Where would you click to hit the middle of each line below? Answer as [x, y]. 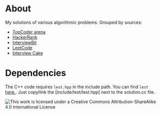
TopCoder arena [29, 32]
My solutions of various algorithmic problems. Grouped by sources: [74, 22]
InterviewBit [24, 42]
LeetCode [22, 48]
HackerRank [25, 37]
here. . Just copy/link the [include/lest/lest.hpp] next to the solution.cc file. [80, 92]
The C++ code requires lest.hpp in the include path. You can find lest [77, 87]
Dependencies [36, 73]
